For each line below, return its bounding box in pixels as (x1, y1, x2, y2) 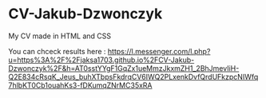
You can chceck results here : (8, 46, 106, 56)
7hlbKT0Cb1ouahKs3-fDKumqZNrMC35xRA (8, 80, 153, 90)
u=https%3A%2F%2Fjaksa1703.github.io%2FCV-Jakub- (8, 55, 195, 65)
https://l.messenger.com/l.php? (107, 46, 211, 56)
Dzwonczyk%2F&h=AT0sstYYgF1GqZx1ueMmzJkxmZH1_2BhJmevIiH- (8, 63, 240, 73)
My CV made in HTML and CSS (8, 31, 112, 41)
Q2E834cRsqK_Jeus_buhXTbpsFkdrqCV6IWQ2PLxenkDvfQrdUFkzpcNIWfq (8, 72, 259, 81)
